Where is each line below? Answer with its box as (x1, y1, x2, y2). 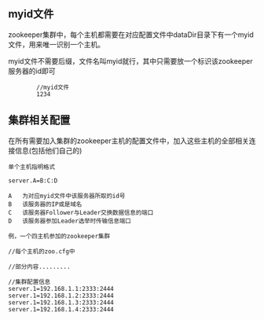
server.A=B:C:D (8, 176, 58, 185)
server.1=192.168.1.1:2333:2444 (8, 285, 114, 292)
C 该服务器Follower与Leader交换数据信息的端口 (8, 208, 154, 216)
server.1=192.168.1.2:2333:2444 (8, 292, 114, 300)
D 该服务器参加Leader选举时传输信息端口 (8, 217, 131, 225)
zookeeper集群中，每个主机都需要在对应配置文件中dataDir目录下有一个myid (8, 30, 254, 39)
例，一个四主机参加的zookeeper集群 (8, 232, 111, 240)
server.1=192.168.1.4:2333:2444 (8, 305, 114, 313)
